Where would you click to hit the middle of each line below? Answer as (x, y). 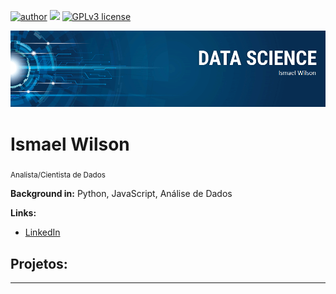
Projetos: (39, 263)
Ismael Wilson (70, 144)
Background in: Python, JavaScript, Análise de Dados (121, 194)
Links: (23, 213)
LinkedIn (42, 232)
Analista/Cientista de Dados (58, 175)
